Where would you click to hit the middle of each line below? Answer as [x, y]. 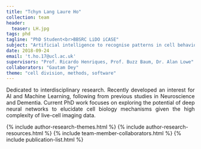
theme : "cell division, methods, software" [61, 73]
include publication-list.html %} [45, 140]
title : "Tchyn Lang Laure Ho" [44, 12]
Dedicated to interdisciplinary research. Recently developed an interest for [100, 90]
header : [16, 23]
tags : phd [19, 34]
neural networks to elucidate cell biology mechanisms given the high [100, 109]
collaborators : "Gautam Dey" [42, 67]
